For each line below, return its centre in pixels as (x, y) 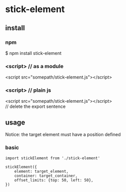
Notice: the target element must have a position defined (63, 135)
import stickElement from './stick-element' (53, 158)
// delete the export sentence (36, 106)
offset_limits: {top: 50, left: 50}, (54, 180)
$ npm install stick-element (34, 53)
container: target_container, (46, 176)
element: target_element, (42, 171)
